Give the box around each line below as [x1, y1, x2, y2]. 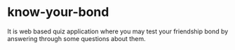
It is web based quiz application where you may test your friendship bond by [7, 27, 229, 35]
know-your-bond [7, 4, 109, 20]
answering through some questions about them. [7, 34, 146, 42]
